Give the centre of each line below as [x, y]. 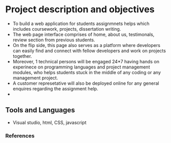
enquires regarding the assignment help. [55, 88]
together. [22, 56]
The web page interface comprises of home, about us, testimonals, [83, 34]
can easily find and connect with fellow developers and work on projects [89, 51]
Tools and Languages [40, 110]
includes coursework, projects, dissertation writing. [67, 29]
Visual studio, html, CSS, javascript [49, 122]
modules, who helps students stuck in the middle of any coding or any [87, 72]
